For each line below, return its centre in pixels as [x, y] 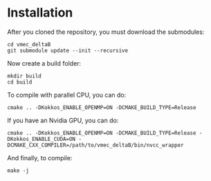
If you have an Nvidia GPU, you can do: [63, 120]
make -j [18, 171]
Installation [40, 13]
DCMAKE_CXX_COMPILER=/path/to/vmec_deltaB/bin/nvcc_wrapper [96, 145]
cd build [20, 82]
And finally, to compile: [40, 158]
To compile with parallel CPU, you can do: [67, 95]
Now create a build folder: [44, 63]
